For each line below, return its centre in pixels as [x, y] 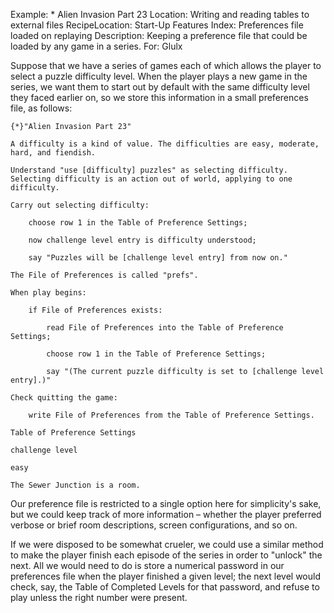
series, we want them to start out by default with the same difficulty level [160, 87]
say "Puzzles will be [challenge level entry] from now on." [158, 258]
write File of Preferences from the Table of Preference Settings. [171, 415]
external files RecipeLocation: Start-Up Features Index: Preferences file [157, 25]
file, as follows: [41, 108]
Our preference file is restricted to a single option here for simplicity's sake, [166, 503]
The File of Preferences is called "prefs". [104, 275]
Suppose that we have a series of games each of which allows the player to [166, 65]
